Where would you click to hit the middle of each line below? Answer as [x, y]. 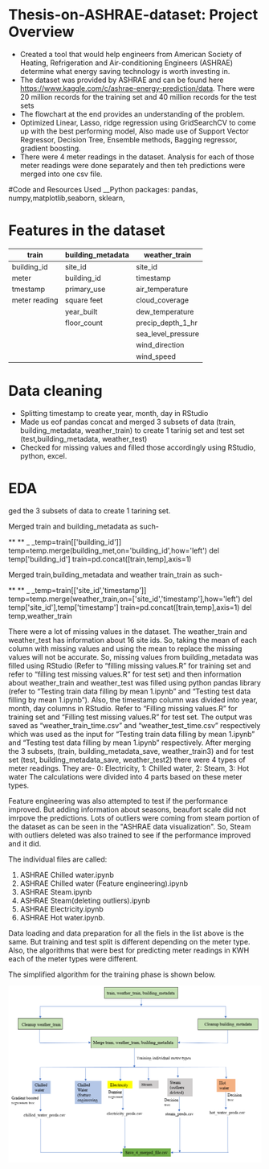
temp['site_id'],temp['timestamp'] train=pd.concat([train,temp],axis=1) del [130, 607]
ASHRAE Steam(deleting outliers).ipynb [85, 900]
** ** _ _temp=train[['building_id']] [65, 542]
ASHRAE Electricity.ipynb [62, 909]
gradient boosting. [51, 148]
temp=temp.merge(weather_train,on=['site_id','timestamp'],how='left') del [130, 599]
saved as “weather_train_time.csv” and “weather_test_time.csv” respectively [134, 725]
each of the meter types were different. [73, 959]
